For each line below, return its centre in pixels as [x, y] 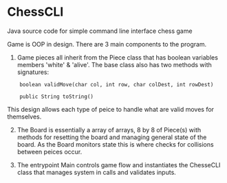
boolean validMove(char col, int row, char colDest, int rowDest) [117, 84]
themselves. [24, 117]
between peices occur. [50, 151]
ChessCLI [35, 12]
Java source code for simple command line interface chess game [100, 31]
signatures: [33, 72]
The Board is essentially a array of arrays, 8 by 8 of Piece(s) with [109, 130]
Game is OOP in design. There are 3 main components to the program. [107, 44]
